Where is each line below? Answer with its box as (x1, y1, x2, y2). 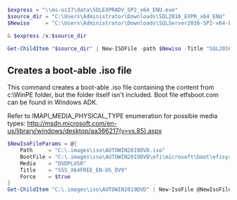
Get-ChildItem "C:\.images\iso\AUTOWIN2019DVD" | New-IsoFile (7, 186, 194, 194)
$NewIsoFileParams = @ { (7, 140, 78, 148)
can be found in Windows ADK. (7, 98, 98, 106)
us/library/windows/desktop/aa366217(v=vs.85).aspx (7, 127, 162, 135)
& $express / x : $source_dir (7, 32, 87, 39)
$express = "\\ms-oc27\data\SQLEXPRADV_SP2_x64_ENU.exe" (7, 6, 178, 13)
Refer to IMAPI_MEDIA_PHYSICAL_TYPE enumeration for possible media (7, 112, 218, 120)
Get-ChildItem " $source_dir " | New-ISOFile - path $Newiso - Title (7, 45, 203, 52)
